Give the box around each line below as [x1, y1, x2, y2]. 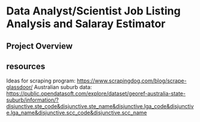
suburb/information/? [6, 96, 59, 103]
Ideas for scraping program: [6, 77, 76, 85]
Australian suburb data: [34, 84, 92, 91]
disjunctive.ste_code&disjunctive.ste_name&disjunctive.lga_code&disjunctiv [6, 103, 194, 110]
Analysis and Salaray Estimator [6, 17, 166, 31]
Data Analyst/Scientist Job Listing [6, 4, 181, 18]
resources [6, 61, 45, 72]
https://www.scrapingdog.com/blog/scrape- [77, 77, 187, 85]
